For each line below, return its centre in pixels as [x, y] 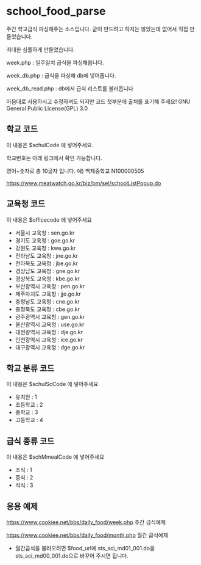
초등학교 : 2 [29, 405]
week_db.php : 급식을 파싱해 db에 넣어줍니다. [61, 75]
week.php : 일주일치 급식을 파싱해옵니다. [55, 62]
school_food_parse [56, 11]
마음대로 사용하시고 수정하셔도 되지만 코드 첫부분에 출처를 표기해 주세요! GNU [98, 101]
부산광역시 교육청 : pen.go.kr [50, 286]
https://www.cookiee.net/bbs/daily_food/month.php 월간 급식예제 [87, 535]
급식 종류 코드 [30, 441]
